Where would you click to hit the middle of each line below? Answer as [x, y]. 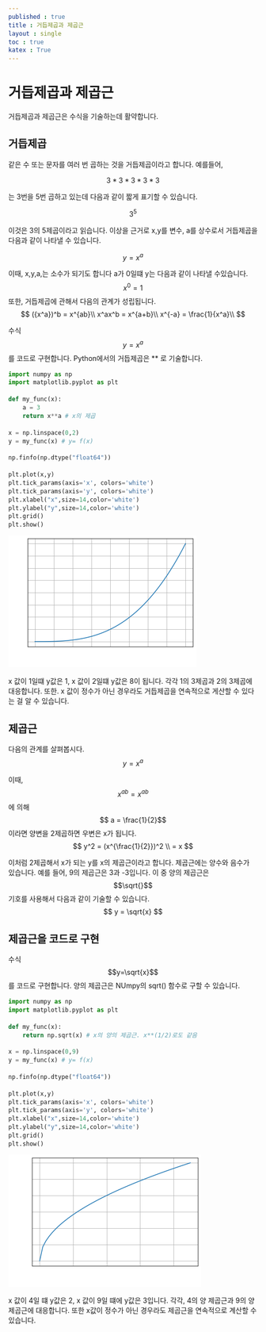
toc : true [26, 42]
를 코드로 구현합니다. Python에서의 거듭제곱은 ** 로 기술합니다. [106, 358]
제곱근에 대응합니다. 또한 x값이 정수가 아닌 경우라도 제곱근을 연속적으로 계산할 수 [133, 1310]
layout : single [35, 33]
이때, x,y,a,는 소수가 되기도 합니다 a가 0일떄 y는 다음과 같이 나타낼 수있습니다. [128, 274]
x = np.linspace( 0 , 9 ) [44, 1052]
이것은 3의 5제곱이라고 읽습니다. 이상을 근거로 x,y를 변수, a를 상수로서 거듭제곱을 [133, 230]
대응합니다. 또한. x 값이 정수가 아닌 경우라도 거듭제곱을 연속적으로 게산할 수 [124, 691]
